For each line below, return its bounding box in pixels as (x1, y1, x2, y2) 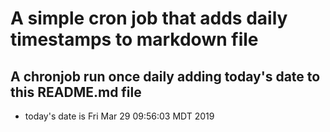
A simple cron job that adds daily (10, 7, 288, 30)
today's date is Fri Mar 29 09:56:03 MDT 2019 (24, 110, 215, 122)
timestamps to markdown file (10, 28, 259, 51)
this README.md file (10, 83, 142, 101)
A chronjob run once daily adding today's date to (10, 68, 321, 85)
